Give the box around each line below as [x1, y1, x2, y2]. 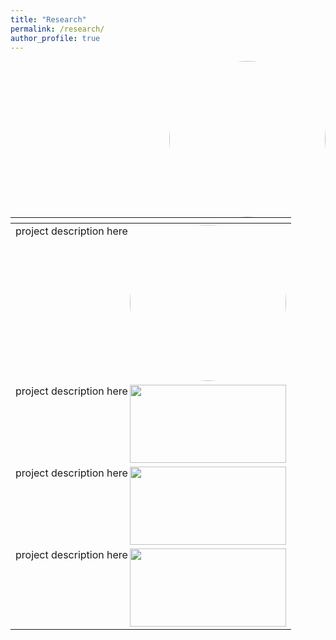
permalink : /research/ [10, 24, 105, 34]
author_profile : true [10, 33, 101, 43]
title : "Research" [10, 14, 87, 25]
